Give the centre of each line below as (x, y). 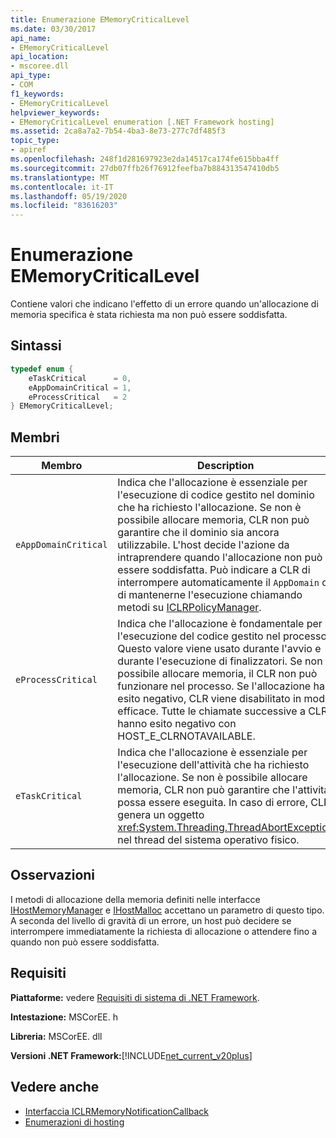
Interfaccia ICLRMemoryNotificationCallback (116, 1111)
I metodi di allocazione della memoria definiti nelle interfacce (135, 899)
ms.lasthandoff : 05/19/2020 (69, 196)
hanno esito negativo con (177, 724)
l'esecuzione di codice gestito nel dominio (216, 495)
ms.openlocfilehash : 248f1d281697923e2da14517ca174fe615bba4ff (145, 159)
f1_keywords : (37, 94)
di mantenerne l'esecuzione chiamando (210, 595)
